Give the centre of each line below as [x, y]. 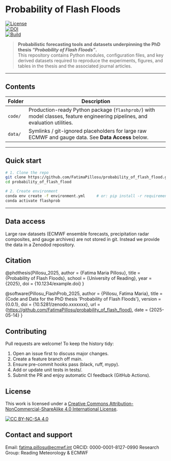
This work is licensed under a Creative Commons [57, 404]
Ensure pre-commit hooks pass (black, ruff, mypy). [66, 365]
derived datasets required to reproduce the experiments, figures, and [90, 60]
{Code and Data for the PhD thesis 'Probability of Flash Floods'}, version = [83, 299]
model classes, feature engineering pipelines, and [88, 116]
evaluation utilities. [51, 123]
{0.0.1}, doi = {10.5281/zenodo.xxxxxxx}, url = [53, 304]
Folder [16, 101]
